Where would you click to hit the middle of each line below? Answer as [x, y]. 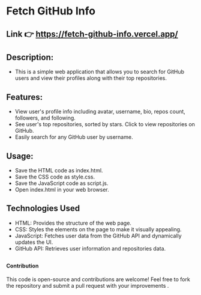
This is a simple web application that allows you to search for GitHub [100, 72]
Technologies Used [43, 208]
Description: [30, 57]
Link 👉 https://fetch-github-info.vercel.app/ [92, 34]
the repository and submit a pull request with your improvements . [88, 285]
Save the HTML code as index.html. [59, 171]
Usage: [20, 156]
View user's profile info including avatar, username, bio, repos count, [100, 112]
